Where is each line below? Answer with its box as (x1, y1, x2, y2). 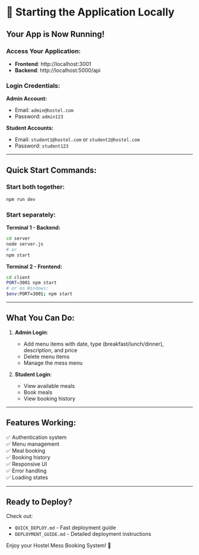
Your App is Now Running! (6, 29, 105, 39)
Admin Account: (6, 95, 47, 102)
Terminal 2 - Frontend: (6, 263, 63, 270)
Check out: (6, 513, 33, 520)
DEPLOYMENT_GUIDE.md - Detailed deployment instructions (14, 531, 152, 538)
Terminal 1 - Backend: (6, 224, 61, 231)
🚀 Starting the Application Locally (6, 5, 175, 19)
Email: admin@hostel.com (14, 106, 74, 114)
